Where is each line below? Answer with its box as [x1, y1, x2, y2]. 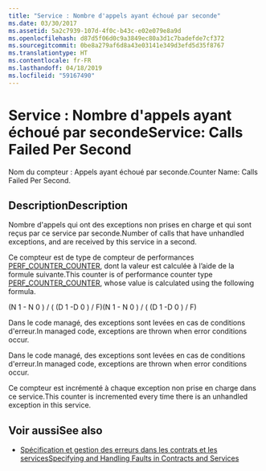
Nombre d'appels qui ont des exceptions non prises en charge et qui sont [8, 220, 252, 230]
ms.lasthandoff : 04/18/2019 [8, 64, 103, 72]
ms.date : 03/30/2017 [8, 19, 78, 27]
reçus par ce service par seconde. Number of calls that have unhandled [8, 228, 245, 238]
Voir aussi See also [8, 424, 103, 437]
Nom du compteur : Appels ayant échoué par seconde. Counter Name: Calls [8, 166, 259, 177]
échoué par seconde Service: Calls [8, 123, 243, 141]
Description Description [8, 199, 129, 212]
